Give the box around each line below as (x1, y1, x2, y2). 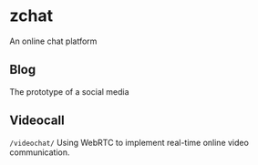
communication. (9, 147, 70, 158)
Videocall (9, 113, 66, 129)
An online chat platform (9, 36, 98, 46)
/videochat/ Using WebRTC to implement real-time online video (9, 137, 249, 148)
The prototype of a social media (9, 86, 129, 97)
